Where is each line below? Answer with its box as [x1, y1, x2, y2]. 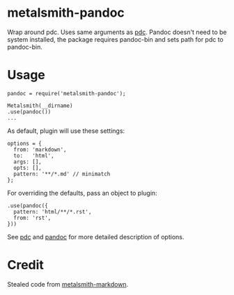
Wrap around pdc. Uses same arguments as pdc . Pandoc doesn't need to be [7, 28, 227, 36]
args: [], [13, 158, 42, 165]
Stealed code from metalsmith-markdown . [7, 280, 129, 288]
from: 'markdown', [13, 146, 68, 153]
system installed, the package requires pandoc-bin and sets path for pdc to [7, 35, 224, 43]
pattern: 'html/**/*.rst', [13, 208, 92, 215]
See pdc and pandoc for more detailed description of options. [7, 232, 185, 241]
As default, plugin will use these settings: [7, 127, 125, 135]
